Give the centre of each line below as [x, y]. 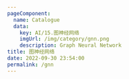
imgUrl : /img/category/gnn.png [64, 39]
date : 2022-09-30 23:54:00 [46, 58]
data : [21, 26]
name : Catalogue [37, 20]
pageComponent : [29, 13]
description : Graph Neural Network [71, 45]
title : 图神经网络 [31, 52]
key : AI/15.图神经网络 [49, 33]
